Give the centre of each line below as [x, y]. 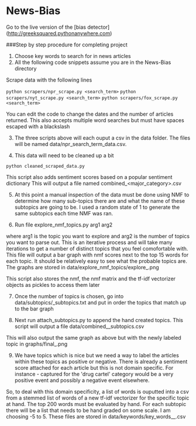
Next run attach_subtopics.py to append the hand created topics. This [99, 320]
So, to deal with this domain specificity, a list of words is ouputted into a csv [97, 391]
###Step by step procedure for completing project [67, 45]
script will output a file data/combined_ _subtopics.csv [79, 326]
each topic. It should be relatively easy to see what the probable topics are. [97, 261]
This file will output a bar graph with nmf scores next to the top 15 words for [97, 255]
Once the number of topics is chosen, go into [69, 296]
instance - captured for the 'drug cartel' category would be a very [94, 374]
